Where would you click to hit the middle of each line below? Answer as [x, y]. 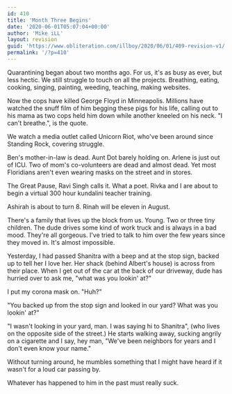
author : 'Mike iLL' [35, 33]
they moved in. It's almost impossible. [61, 242]
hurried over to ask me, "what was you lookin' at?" [79, 278]
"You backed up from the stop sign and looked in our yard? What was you [113, 305]
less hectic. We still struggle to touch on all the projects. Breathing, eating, [114, 79]
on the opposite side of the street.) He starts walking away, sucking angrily [114, 333]
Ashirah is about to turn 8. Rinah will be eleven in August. [89, 206]
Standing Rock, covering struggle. [56, 144]
